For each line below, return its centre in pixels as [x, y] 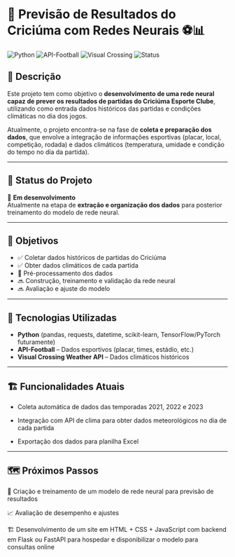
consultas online [31, 546]
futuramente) [36, 342]
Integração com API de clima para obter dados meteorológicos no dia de [122, 420]
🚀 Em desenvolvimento [41, 197]
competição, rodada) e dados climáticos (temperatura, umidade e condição [116, 144]
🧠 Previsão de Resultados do [92, 14]
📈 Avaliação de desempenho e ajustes [63, 513]
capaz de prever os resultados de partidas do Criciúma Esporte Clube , [111, 101]
